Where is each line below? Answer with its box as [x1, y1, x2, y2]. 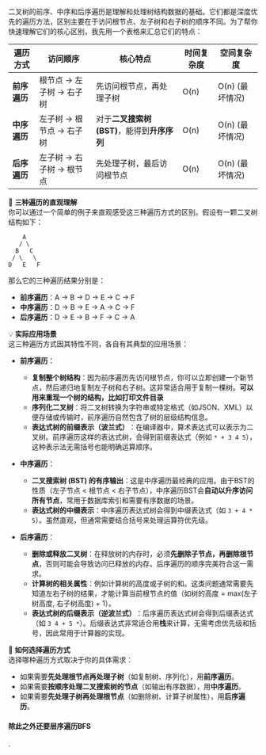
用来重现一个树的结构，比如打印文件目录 [31, 393, 164, 402]
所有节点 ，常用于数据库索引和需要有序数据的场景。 [31, 496, 199, 505]
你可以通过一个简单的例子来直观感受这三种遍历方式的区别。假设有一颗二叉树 [8, 208, 258, 216]
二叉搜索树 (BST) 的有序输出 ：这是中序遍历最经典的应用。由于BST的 [31, 476, 255, 485]
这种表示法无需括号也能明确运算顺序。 [31, 442, 157, 452]
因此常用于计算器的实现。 [45, 628, 129, 638]
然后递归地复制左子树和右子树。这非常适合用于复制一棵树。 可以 [45, 383, 254, 392]
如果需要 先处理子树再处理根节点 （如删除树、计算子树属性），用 [19, 692, 225, 701]
